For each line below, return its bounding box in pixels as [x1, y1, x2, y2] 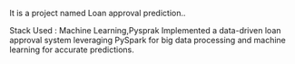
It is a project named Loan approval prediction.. [9, 8, 186, 18]
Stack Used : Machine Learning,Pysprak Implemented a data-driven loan [9, 25, 281, 35]
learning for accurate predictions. [9, 44, 134, 55]
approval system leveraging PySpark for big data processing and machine [9, 35, 286, 45]
